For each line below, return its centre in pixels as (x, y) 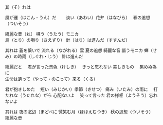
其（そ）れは (18, 7)
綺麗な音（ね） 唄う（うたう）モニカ (42, 34)
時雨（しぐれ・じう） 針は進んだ (50, 56)
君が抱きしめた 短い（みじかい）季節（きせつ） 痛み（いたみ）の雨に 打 (81, 89)
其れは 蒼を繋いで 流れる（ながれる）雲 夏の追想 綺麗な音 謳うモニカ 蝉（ (79, 50)
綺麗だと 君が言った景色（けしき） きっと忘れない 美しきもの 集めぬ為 (81, 67)
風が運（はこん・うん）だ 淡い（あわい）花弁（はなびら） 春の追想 (78, 18)
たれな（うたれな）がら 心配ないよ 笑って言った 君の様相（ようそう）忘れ (81, 95)
